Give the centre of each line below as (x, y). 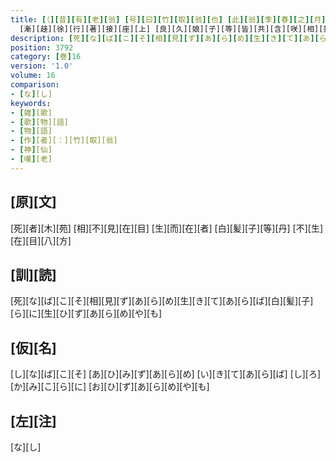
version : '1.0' (42, 66)
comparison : (35, 85)
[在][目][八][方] (41, 240)
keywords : (31, 103)
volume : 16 (33, 76)
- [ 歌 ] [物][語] (40, 122)
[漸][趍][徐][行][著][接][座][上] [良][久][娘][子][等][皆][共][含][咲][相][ (171, 29)
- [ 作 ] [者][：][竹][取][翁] (64, 141)
